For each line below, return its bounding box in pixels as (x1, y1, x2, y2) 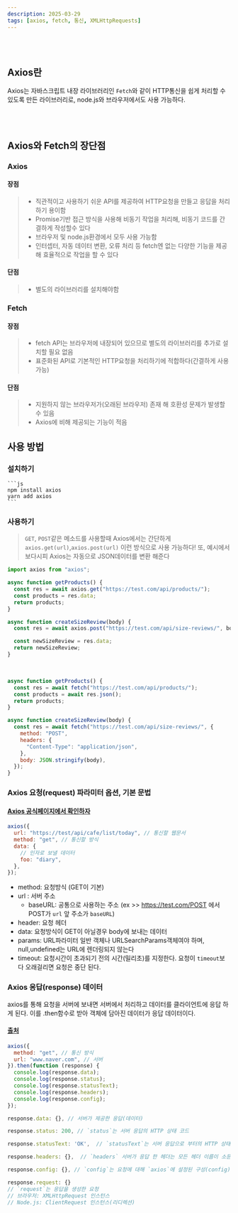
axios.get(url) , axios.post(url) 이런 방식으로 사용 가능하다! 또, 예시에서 (24, 543, 230, 551)
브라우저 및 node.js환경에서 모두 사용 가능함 (35, 232, 157, 241)
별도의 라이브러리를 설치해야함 (35, 285, 119, 293)
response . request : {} (7, 1179, 72, 1186)
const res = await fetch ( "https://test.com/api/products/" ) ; (13, 684, 198, 691)
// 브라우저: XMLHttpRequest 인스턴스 (7, 1192, 110, 1199)
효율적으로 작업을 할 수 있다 (42, 250, 119, 259)
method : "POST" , (20, 730, 69, 738)
